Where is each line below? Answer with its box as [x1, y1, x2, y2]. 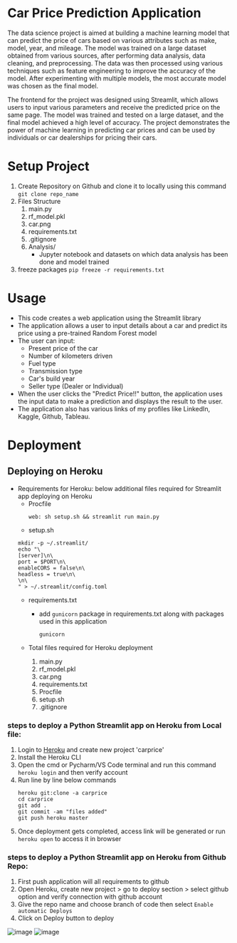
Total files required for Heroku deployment [28, 643, 153, 651]
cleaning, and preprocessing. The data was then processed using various [7, 58, 223, 67]
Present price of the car [28, 344, 98, 352]
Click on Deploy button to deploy [17, 914, 115, 922]
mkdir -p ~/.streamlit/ [17, 540, 89, 547]
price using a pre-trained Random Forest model [17, 329, 157, 337]
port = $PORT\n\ [17, 558, 66, 565]
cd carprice [17, 796, 53, 803]
